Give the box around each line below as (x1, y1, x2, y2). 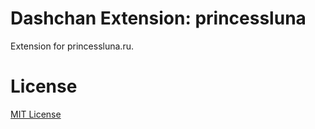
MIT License (10, 108, 62, 120)
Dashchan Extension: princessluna (10, 7, 307, 30)
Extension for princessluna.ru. (10, 40, 134, 52)
